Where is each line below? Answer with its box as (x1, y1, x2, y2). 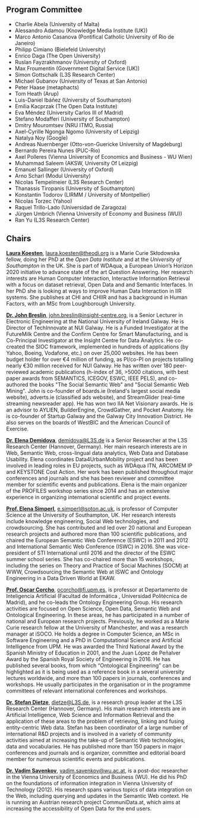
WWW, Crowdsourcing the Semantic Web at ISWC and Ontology (6, 568, 164, 575)
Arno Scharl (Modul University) (14, 172, 91, 179)
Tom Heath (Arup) (14, 90, 59, 97)
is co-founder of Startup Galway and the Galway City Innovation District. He (6, 413, 192, 420)
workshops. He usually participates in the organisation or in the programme (6, 681, 191, 688)
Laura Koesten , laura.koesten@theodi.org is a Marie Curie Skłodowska (6, 249, 180, 256)
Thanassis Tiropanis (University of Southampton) (14, 184, 135, 192)
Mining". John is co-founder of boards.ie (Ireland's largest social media (6, 387, 181, 394)
